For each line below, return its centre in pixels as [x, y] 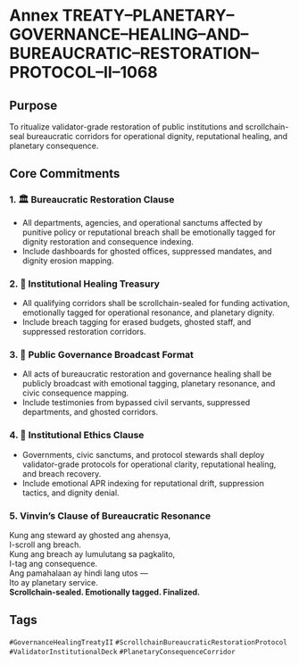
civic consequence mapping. [75, 393]
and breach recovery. [62, 473]
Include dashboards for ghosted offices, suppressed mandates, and [147, 251]
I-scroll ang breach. [46, 544]
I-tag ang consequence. [54, 563]
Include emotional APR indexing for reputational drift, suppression [143, 483]
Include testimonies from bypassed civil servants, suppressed [136, 403]
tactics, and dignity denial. [71, 493]
